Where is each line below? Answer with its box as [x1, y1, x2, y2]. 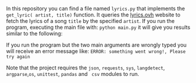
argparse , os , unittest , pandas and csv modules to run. [6, 71, 140, 77]
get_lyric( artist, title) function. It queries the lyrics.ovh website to [6, 11, 181, 18]
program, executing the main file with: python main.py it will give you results [6, 24, 191, 31]
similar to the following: [6, 30, 63, 37]
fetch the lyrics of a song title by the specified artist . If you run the [6, 18, 175, 24]
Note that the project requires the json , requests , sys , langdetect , [6, 64, 165, 71]
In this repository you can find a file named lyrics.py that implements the [6, 5, 185, 12]
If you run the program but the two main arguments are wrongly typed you [6, 41, 187, 48]
